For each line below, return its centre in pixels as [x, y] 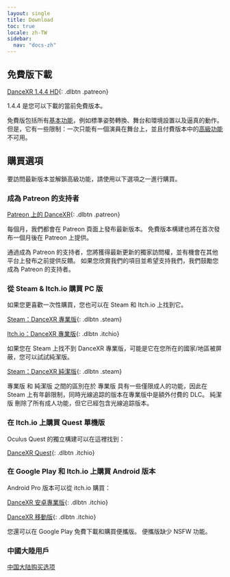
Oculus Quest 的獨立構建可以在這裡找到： [66, 439]
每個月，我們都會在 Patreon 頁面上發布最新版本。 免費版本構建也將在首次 [111, 229]
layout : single [29, 13]
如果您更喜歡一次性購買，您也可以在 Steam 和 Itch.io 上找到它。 [97, 305]
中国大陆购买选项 [31, 567]
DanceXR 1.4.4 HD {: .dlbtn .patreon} [58, 91]
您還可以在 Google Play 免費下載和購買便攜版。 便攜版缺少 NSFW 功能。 [109, 531]
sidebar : [20, 39]
